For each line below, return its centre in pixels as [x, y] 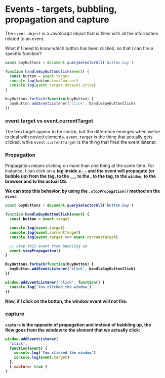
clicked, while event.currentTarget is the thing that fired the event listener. [81, 142]
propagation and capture [57, 20]
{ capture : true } [29, 367]
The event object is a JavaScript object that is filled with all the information [82, 33]
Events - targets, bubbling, [61, 9]
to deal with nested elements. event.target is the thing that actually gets [79, 137]
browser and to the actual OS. [36, 181]
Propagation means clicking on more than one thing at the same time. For [80, 166]
